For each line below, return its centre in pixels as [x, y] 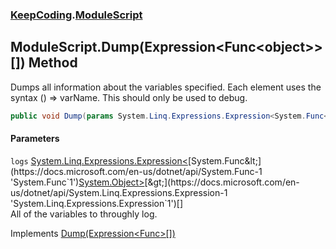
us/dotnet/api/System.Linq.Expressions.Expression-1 [119, 192]
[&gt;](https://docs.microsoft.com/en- [222, 182]
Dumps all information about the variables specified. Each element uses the [166, 87]
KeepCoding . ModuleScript [76, 15]
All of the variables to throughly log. [84, 214]
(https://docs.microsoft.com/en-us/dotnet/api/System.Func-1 [136, 171]
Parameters [35, 139]
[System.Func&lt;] [224, 160]
